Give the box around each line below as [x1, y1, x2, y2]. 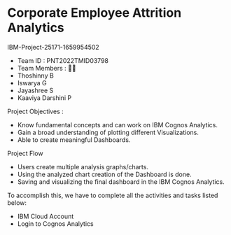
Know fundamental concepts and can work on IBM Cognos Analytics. [17, 120, 218, 129]
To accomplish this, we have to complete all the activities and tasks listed [7, 191, 218, 199]
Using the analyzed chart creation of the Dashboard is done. [17, 170, 192, 178]
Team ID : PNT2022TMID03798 [17, 56, 109, 64]
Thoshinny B [17, 71, 54, 80]
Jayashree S [17, 86, 54, 94]
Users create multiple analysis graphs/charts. [17, 162, 149, 171]
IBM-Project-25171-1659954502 [7, 43, 99, 51]
